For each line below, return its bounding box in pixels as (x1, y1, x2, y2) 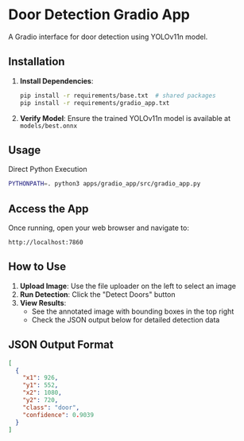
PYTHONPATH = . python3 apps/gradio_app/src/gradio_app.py (8, 180, 201, 188)
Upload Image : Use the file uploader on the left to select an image (19, 281, 237, 291)
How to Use (8, 260, 67, 274)
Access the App (8, 201, 89, 216)
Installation (8, 55, 65, 68)
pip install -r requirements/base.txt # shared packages (19, 92, 216, 100)
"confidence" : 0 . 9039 (22, 411, 94, 419)
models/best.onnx (19, 122, 78, 130)
